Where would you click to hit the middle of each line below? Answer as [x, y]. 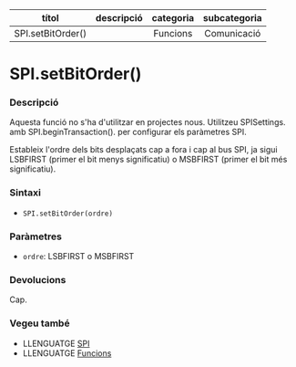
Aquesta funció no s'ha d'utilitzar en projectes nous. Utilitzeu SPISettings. [148, 122]
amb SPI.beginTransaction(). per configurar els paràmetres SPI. [128, 132]
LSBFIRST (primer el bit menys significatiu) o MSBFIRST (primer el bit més [148, 160]
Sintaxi [25, 193]
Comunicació [233, 33]
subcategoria [233, 18]
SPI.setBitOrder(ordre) [68, 214]
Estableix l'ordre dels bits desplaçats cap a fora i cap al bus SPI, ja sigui [143, 150]
